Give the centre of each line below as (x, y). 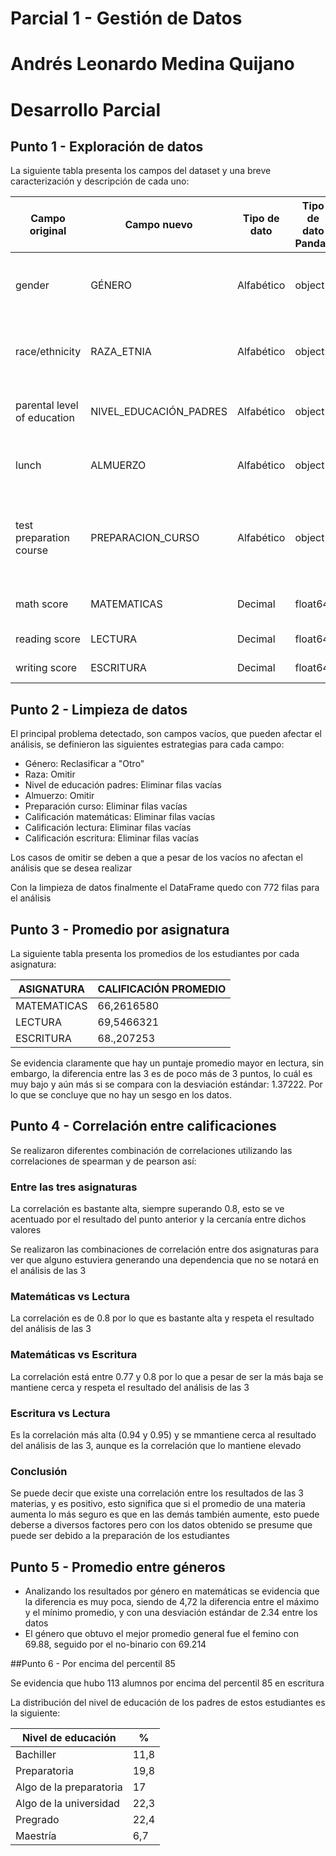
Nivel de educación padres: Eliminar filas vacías (123, 785)
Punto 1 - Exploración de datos (107, 146)
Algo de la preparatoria (69, 1787)
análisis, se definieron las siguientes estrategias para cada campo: (147, 744)
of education (45, 418)
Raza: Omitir (50, 774)
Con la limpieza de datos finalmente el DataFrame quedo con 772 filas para (165, 888)
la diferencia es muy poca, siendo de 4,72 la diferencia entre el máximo (172, 1602)
